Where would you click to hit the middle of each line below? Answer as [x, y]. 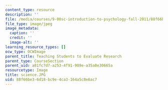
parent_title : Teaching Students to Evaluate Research [63, 56]
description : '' [22, 14]
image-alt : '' [24, 42]
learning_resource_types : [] [35, 47]
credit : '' [21, 38]
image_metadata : [22, 28]
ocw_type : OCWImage [25, 51]
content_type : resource [30, 10]
